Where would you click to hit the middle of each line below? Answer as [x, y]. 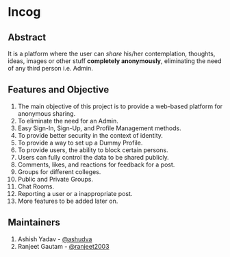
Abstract [27, 37]
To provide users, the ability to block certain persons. [93, 150]
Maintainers [34, 222]
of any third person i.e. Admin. [50, 68]
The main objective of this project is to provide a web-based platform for [120, 106]
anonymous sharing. [47, 113]
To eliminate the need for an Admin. [68, 121]
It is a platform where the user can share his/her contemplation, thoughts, [112, 53]
